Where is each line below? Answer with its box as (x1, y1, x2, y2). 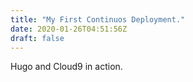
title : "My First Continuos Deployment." (10, 14, 186, 25)
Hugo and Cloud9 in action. (10, 61, 123, 73)
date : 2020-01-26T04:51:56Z (10, 24, 128, 34)
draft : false (10, 33, 65, 43)
